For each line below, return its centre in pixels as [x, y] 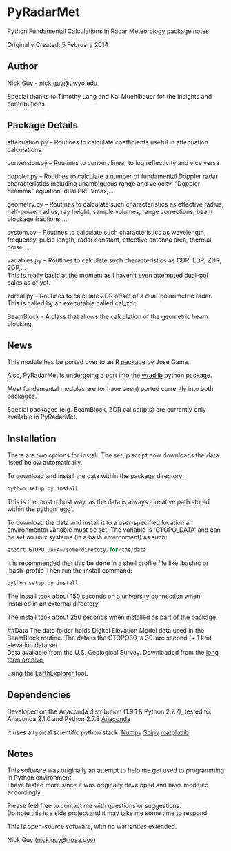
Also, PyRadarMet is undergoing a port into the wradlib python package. [110, 375]
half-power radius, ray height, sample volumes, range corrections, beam [110, 211]
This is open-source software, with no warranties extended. [92, 827]
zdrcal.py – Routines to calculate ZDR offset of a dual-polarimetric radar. [110, 296]
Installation [32, 438]
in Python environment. [40, 778]
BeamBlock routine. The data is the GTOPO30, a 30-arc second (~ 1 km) [110, 638]
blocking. [20, 324]
